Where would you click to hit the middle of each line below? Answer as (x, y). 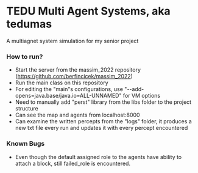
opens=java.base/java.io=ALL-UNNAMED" (68, 96)
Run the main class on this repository (62, 83)
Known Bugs (26, 144)
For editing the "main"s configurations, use (69, 89)
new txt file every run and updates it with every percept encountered (101, 128)
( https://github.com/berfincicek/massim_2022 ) (74, 76)
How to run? (25, 56)
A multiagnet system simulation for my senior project (72, 41)
